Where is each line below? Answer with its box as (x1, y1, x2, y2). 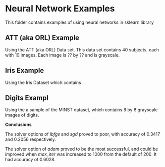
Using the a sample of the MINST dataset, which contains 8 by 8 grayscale (5, 107, 158, 113)
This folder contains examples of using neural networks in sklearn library (5, 19, 154, 25)
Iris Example (5, 66, 44, 75)
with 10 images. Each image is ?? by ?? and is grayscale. (5, 52, 120, 58)
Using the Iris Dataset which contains (5, 80, 81, 85)
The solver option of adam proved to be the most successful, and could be (5, 146, 158, 152)
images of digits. (5, 112, 39, 118)
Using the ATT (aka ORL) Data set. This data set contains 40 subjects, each (5, 46, 160, 52)
